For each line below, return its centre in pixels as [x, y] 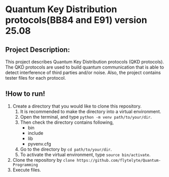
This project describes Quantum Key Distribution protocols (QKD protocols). [84, 62]
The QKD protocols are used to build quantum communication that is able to [84, 67]
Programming [25, 165]
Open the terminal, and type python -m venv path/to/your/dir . [86, 117]
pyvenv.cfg [40, 144]
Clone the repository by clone [44, 160]
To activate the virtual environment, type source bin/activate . [85, 154]
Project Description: [38, 49]
